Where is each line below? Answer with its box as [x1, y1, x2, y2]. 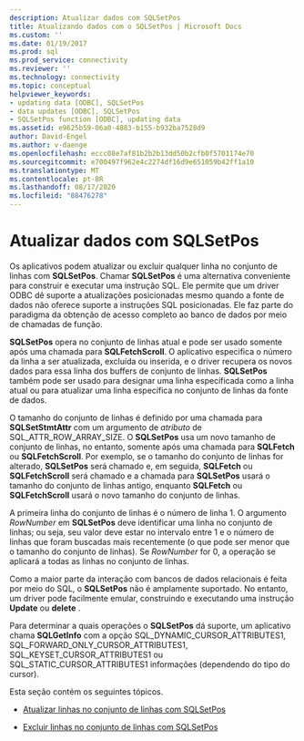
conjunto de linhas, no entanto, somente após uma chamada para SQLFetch [9, 441, 296, 452]
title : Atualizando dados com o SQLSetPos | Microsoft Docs [9, 22, 243, 31]
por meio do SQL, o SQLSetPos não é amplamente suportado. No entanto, [9, 582, 289, 593]
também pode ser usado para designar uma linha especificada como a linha [9, 375, 294, 386]
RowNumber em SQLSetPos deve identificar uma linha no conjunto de [9, 517, 273, 528]
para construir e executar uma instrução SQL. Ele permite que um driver [9, 280, 279, 291]
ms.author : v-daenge [9, 140, 88, 149]
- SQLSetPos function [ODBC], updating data [9, 115, 181, 124]
